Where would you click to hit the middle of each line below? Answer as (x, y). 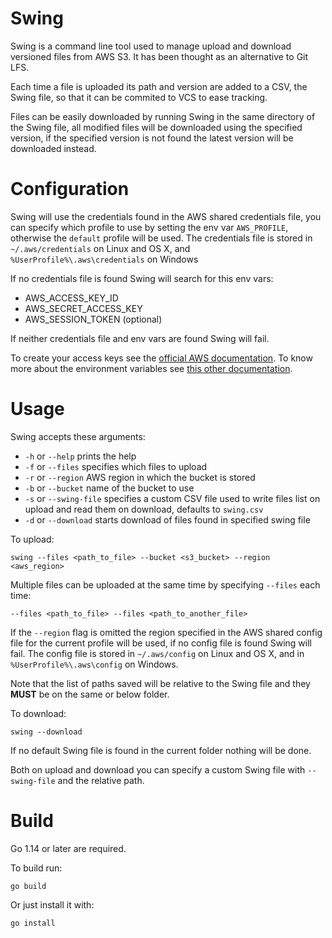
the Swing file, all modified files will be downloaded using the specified (156, 127)
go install (33, 923)
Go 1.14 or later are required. (68, 848)
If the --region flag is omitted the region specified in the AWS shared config (166, 632)
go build (28, 886)
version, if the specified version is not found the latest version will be (152, 138)
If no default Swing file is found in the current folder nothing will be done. (161, 750)
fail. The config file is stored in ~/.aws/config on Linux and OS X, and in (157, 653)
